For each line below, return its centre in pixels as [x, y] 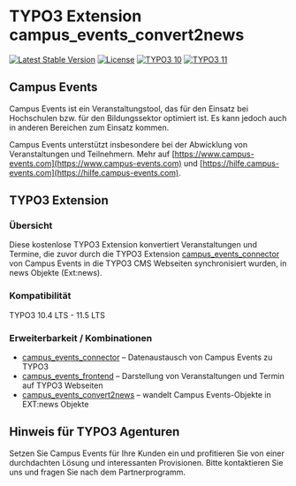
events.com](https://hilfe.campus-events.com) [94, 172]
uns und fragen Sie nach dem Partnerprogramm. [98, 472]
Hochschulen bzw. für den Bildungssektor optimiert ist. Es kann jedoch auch [148, 118]
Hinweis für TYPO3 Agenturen [95, 432]
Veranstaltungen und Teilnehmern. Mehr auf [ [92, 154]
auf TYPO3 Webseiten [62, 385]
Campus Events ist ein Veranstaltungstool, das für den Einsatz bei [129, 109]
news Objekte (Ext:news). [56, 273]
